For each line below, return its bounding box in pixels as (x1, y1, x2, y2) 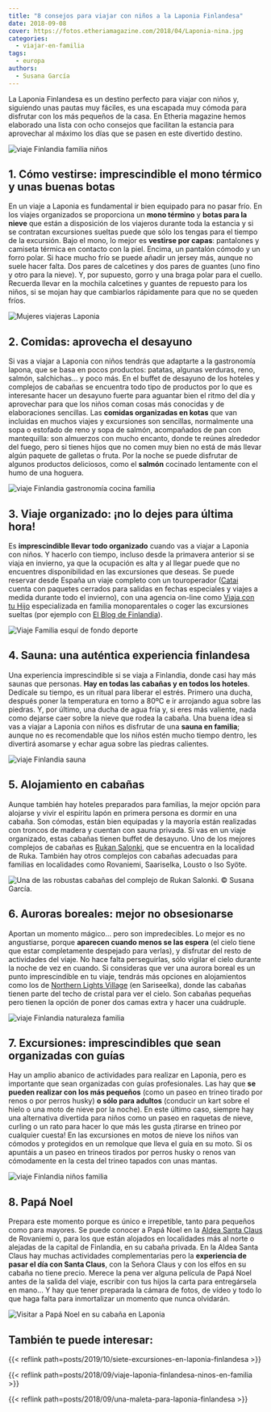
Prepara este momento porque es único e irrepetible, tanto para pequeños (8, 1217, 256, 1226)
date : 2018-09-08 (8, 19, 67, 27)
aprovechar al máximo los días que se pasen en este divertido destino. (8, 128, 244, 138)
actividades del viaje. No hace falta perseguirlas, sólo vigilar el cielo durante (8, 954, 262, 964)
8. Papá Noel (8, 1195, 73, 1208)
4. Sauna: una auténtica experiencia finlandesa (8, 649, 250, 662)
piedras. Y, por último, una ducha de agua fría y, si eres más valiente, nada (8, 704, 256, 714)
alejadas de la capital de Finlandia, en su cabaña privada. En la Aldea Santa (8, 1242, 259, 1252)
